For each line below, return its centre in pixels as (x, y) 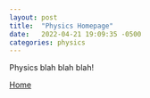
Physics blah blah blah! (52, 68)
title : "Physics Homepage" (62, 26)
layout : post (33, 17)
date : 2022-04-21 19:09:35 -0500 (75, 34)
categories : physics (48, 42)
